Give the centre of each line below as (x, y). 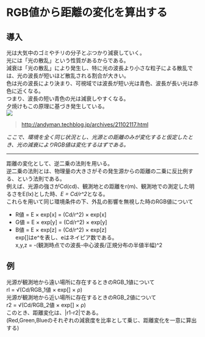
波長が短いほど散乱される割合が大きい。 (78, 76)
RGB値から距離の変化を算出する (87, 13)
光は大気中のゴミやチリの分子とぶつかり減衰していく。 (76, 53)
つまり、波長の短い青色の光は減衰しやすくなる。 (68, 99)
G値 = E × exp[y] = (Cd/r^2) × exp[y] (61, 222)
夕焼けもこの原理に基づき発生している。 (57, 106)
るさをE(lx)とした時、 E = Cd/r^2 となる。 (57, 194)
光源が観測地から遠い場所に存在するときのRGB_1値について (81, 282)
